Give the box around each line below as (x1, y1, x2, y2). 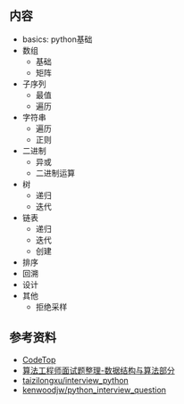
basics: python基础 (21, 34, 93, 45)
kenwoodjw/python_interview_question (21, 384, 167, 395)
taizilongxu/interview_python (21, 375, 130, 385)
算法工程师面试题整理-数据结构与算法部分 (21, 365, 176, 375)
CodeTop (21, 354, 56, 365)
